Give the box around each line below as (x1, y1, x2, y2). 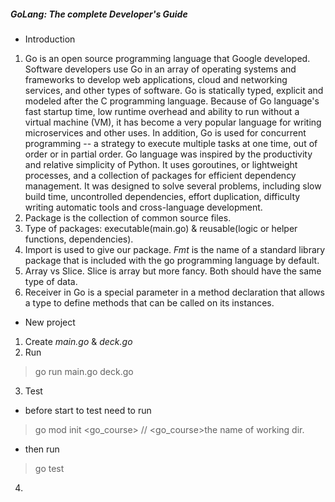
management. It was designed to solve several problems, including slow (24, 180, 322, 192)
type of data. (24, 275, 78, 287)
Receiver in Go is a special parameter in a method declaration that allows (24, 286, 325, 298)
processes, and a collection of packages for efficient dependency (24, 169, 297, 181)
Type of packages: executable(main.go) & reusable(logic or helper (24, 222, 298, 234)
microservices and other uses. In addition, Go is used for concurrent (24, 126, 307, 139)
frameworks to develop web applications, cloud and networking (24, 73, 288, 85)
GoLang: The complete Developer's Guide (10, 8, 188, 20)
